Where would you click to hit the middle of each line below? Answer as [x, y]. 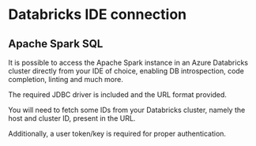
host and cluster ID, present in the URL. [72, 118]
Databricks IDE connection [98, 15]
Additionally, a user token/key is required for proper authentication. [117, 133]
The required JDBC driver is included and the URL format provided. [118, 95]
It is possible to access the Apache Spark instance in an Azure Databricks [128, 62]
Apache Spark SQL [56, 44]
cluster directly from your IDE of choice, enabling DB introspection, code [126, 71]
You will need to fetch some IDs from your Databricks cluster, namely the [127, 110]
